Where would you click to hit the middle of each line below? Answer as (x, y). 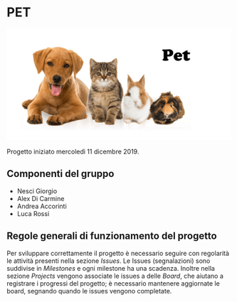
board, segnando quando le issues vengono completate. (89, 291)
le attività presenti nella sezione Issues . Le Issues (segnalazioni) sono (109, 261)
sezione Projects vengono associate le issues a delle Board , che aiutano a (115, 276)
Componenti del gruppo (60, 174)
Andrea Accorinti (42, 206)
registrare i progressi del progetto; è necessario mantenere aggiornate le (113, 283)
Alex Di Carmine (41, 198)
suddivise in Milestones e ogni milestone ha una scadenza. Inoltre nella (111, 268)
